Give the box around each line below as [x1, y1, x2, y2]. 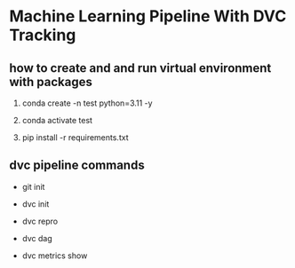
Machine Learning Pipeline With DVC [9, 6, 287, 27]
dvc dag [21, 233, 52, 243]
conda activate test [21, 115, 93, 125]
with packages [9, 74, 93, 90]
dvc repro [21, 216, 59, 226]
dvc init [21, 198, 50, 209]
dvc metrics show [21, 250, 88, 261]
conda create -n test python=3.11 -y [21, 98, 153, 108]
